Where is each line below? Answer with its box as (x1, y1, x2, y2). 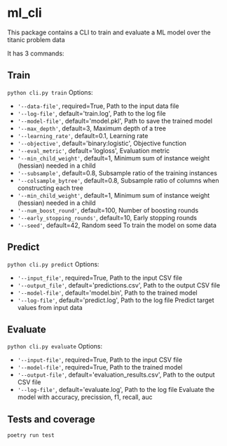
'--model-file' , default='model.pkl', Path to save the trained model (17, 116, 212, 125)
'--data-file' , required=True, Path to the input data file (17, 102, 179, 110)
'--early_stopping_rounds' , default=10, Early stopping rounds (17, 213, 198, 222)
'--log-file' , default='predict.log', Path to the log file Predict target (17, 296, 215, 304)
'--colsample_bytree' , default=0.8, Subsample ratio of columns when (17, 176, 219, 184)
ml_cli (7, 5, 42, 21)
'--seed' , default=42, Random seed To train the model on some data (17, 221, 217, 229)
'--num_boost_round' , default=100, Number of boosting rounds (17, 205, 199, 215)
